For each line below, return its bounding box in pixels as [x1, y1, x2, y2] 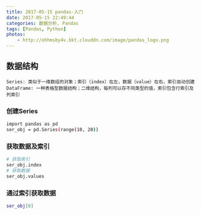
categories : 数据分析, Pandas [6, 20, 79, 26]
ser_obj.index [6, 162, 42, 168]
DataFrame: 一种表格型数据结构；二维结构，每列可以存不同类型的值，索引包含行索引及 [6, 85, 194, 91]
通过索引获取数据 [6, 189, 56, 197]
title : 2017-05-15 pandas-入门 [6, 9, 84, 15]
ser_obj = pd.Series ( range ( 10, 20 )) [6, 126, 99, 132]
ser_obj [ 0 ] [6, 203, 34, 209]
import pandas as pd [6, 121, 59, 128]
